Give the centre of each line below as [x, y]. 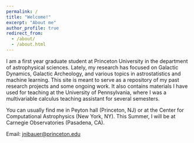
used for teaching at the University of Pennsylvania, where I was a [86, 92]
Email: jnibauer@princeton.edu [44, 134]
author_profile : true [33, 28]
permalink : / [22, 11]
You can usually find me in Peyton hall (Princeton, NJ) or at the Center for [95, 110]
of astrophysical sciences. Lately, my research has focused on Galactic [92, 67]
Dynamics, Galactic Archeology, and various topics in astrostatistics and [93, 74]
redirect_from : [25, 34]
